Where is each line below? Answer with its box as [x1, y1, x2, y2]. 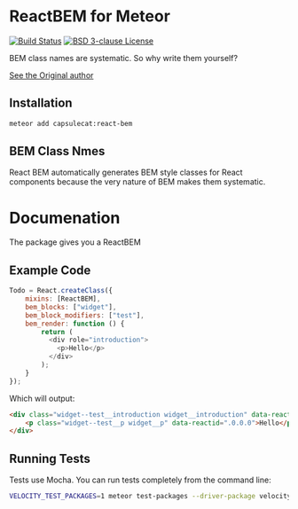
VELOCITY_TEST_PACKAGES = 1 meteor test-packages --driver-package [9, 492, 255, 501]
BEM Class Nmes [9, 144, 106, 159]
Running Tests [9, 450, 90, 466]
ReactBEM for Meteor [9, 6, 171, 27]
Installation [9, 96, 73, 111]
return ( [41, 327, 74, 336]
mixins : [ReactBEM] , [25, 294, 101, 303]
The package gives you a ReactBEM [9, 237, 142, 247]
